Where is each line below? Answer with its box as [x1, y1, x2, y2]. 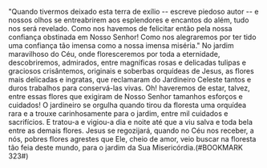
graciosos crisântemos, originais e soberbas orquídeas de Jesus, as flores [8, 66, 254, 75]
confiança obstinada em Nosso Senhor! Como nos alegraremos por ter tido [8, 32, 257, 42]
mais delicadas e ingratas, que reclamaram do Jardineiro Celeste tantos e [8, 75, 252, 84]
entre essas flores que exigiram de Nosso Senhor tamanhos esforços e [8, 92, 243, 101]
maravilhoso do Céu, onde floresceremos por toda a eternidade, [8, 50, 220, 58]
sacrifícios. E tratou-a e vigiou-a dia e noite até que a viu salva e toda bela [8, 118, 253, 126]
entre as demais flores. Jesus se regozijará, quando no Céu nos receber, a [8, 126, 254, 135]
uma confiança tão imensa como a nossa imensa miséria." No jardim [8, 41, 234, 50]
